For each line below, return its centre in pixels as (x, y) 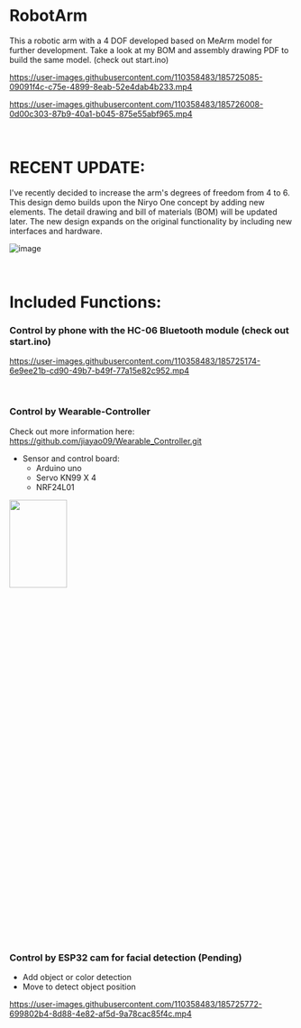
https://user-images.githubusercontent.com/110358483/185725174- (135, 361)
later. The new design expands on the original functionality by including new (151, 221)
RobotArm (49, 16)
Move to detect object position (79, 987)
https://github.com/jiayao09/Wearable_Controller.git (106, 441)
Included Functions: (86, 302)
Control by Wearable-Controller (80, 412)
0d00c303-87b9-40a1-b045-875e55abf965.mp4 (101, 114)
